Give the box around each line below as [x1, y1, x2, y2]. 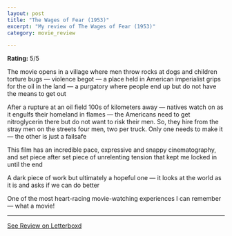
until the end [7, 160, 43, 169]
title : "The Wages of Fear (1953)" [7, 17, 110, 23]
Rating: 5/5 [7, 55, 40, 63]
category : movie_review [7, 29, 76, 37]
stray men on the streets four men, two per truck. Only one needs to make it [7, 125, 223, 133]
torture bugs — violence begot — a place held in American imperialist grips [7, 75, 221, 83]
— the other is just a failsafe [7, 132, 87, 141]
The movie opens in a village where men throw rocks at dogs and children [7, 68, 217, 76]
